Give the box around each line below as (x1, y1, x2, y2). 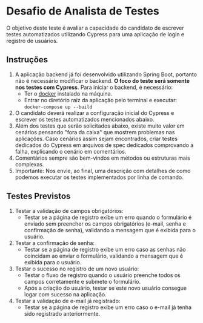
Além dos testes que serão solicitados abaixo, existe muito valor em (15, 122, 185, 129)
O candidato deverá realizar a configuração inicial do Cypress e (15, 109, 175, 116)
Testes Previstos (6, 191, 71, 201)
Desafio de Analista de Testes (6, 4, 159, 18)
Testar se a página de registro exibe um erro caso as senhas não (24, 246, 186, 253)
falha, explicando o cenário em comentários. (15, 148, 127, 155)
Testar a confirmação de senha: (15, 239, 95, 246)
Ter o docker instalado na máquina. (24, 90, 113, 97)
